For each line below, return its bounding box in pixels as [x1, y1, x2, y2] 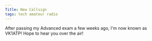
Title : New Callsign [5, 7, 47, 12]
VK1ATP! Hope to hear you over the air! [5, 30, 84, 36]
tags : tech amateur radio [5, 12, 58, 17]
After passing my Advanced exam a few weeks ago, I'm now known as [5, 25, 148, 31]
